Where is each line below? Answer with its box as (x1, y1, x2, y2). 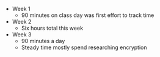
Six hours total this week (21, 24, 84, 32)
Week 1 (12, 5, 31, 12)
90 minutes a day (21, 38, 65, 44)
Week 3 (12, 31, 32, 38)
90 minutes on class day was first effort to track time (21, 12, 155, 19)
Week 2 (12, 18, 32, 25)
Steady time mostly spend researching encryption (21, 44, 148, 51)
